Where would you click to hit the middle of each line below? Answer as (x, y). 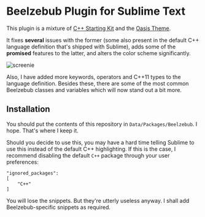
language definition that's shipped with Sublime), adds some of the (91, 47)
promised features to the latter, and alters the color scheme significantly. (99, 53)
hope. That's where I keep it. (42, 131)
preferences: (22, 162)
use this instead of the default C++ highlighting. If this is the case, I (91, 149)
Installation (28, 109)
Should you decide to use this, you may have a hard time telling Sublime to (100, 142)
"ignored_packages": (33, 173)
